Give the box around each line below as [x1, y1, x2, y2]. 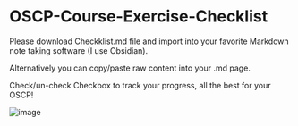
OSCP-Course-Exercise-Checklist [9, 6, 268, 27]
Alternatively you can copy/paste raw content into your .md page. [9, 63, 251, 73]
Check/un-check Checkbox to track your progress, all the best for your [9, 80, 271, 90]
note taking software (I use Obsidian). [9, 45, 149, 55]
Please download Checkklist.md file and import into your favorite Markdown [9, 36, 289, 46]
